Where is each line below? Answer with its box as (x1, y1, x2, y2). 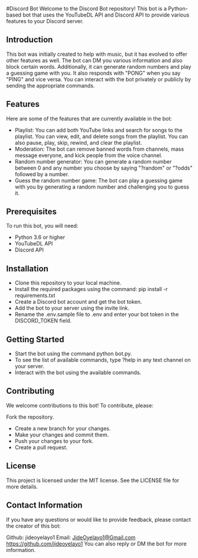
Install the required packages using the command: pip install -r (14, 286, 168, 293)
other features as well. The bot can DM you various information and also (6, 56, 183, 64)
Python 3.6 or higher (14, 234, 65, 241)
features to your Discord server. (6, 18, 84, 24)
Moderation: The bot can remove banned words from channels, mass (14, 145, 184, 152)
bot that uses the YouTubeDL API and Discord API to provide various (23, 11, 190, 18)
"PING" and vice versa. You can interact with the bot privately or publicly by (6, 75, 191, 82)
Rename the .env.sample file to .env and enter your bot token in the (14, 311, 179, 318)
